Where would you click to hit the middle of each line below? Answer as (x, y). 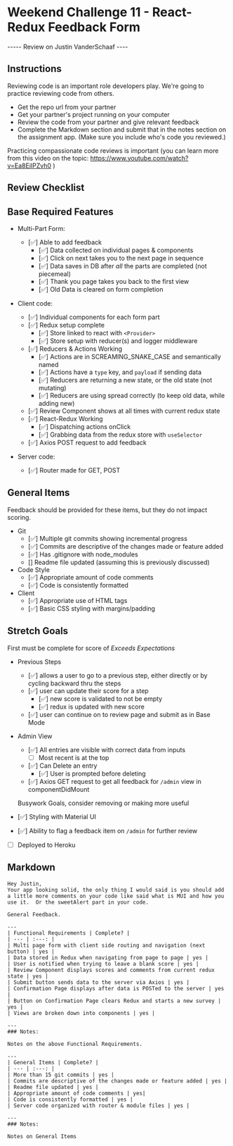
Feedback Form (94, 27)
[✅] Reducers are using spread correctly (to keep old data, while (132, 395)
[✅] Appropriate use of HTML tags (78, 600)
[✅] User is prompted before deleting (92, 773)
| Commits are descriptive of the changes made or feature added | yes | (118, 1081)
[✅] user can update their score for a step (88, 690)
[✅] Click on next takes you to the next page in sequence (121, 258)
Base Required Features (60, 212)
